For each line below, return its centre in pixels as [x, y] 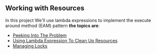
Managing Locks [30, 46]
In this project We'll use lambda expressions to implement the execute [78, 20]
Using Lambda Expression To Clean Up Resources [65, 40]
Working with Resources [45, 8]
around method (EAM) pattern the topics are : [52, 25]
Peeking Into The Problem [40, 35]
